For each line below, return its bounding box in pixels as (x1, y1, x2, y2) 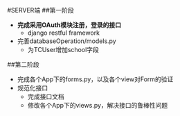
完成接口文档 (27, 92, 64, 101)
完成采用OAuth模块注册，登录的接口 (17, 21, 122, 29)
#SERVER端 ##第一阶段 (7, 6, 74, 14)
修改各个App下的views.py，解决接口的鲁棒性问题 (27, 101, 168, 109)
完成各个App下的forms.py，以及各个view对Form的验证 (17, 75, 174, 83)
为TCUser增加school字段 (27, 46, 99, 53)
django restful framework (27, 28, 100, 37)
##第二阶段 (7, 60, 39, 68)
